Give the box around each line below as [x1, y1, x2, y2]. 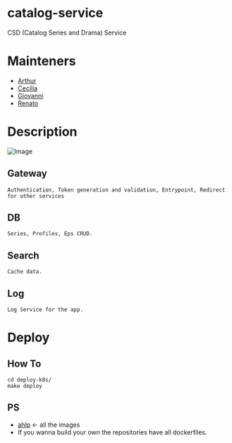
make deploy [7, 383, 42, 390]
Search [7, 249, 40, 261]
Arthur [17, 76, 37, 85]
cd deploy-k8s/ [7, 377, 52, 384]
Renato [17, 99, 39, 107]
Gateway [7, 167, 47, 179]
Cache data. [7, 268, 42, 276]
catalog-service [7, 5, 104, 21]
